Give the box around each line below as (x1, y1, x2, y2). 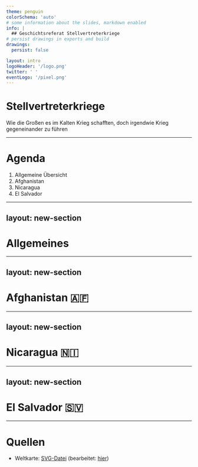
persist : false (11, 47, 49, 53)
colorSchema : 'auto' (6, 14, 57, 20)
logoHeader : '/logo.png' (6, 63, 67, 69)
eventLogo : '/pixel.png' (6, 74, 67, 80)
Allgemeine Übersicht (14, 171, 68, 179)
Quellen (6, 435, 45, 449)
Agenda (6, 152, 45, 166)
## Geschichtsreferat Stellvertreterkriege (11, 31, 120, 37)
